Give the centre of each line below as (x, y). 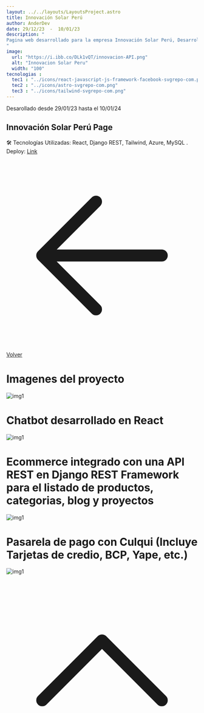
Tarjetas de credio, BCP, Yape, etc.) (97, 555)
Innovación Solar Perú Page (59, 127)
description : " (25, 35)
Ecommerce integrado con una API (96, 462)
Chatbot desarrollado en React (85, 420)
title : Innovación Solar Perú (45, 18)
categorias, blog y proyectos (80, 501)
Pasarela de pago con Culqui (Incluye (102, 542)
